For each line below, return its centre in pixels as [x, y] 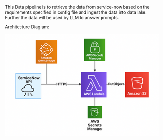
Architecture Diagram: [27, 27]
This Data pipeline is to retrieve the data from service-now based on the [77, 7]
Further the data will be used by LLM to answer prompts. [62, 17]
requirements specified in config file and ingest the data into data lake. [76, 12]
